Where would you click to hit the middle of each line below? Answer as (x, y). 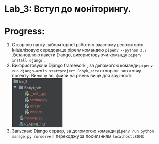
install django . (28, 60)
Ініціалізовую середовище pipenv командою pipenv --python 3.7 (79, 50)
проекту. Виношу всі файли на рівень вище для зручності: (72, 76)
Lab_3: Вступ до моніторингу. (68, 9)
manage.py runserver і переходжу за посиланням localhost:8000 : (78, 136)
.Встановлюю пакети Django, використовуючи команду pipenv (77, 55)
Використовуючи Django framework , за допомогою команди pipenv (82, 65)
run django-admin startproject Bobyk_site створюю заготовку (77, 71)
